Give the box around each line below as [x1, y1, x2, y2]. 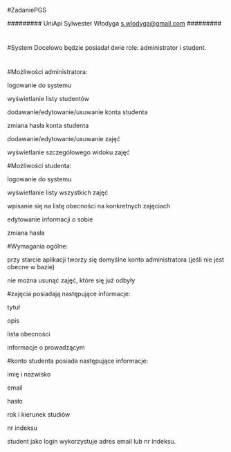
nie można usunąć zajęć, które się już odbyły [7, 276, 136, 284]
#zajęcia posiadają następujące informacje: [7, 290, 131, 298]
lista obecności [7, 330, 50, 338]
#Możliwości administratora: [7, 68, 88, 76]
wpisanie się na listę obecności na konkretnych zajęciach [7, 202, 171, 210]
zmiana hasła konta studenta [7, 121, 89, 130]
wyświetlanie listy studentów [7, 95, 90, 103]
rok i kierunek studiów [7, 410, 71, 419]
